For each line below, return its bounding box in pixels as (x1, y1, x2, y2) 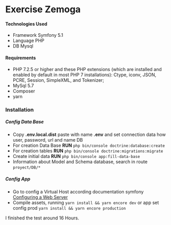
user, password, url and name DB (12, 137, 83, 143)
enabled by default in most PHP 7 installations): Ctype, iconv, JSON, (12, 72, 157, 78)
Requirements (5, 55, 36, 61)
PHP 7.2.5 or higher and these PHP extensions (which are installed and (12, 66, 162, 72)
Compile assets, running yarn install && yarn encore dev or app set (12, 199, 159, 206)
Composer (12, 88, 35, 94)
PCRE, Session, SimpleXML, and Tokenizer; (12, 77, 104, 83)
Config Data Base (5, 119, 44, 125)
